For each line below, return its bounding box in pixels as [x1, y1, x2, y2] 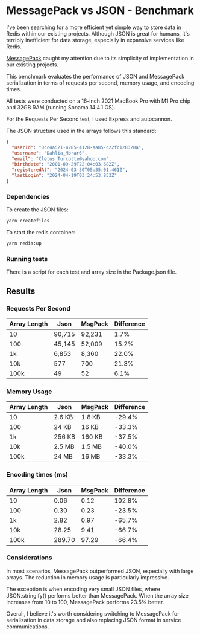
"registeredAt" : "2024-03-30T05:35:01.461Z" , [11, 167, 128, 173]
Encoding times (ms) [6, 471, 68, 479]
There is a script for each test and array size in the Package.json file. [6, 268, 177, 276]
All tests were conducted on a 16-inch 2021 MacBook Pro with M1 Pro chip [6, 97, 191, 105]
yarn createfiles [6, 218, 50, 224]
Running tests [6, 254, 48, 263]
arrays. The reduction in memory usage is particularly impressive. [6, 573, 170, 581]
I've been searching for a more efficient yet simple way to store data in [6, 24, 182, 31]
